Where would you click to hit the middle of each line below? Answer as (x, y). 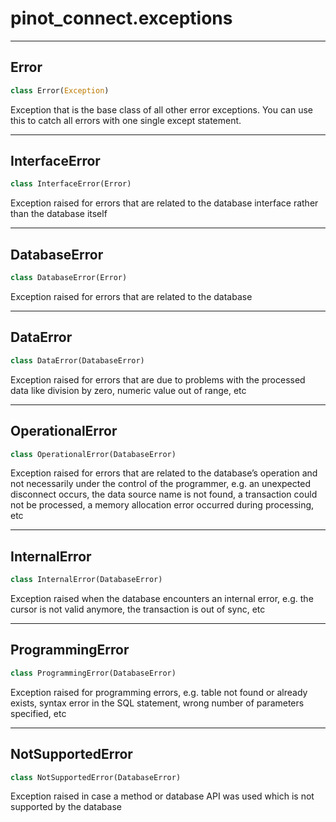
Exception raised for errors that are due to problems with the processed (158, 379)
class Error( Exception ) (60, 90)
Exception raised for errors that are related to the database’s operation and (164, 473)
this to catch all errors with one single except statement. (126, 120)
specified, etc (38, 713)
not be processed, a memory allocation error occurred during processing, (162, 505)
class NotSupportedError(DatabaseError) (96, 777)
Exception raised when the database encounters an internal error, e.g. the (162, 599)
